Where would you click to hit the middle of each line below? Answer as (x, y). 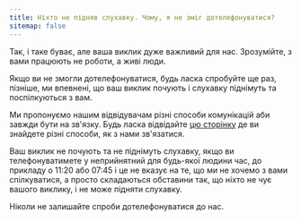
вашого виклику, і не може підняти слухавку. (96, 189)
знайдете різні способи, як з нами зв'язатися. (97, 133)
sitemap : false (38, 26)
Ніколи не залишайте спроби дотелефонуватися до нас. (117, 206)
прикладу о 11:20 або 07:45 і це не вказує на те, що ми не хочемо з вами (149, 170)
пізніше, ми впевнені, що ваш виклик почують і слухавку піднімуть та (143, 88)
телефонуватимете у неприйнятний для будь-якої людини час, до (136, 160)
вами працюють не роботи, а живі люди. (88, 61)
